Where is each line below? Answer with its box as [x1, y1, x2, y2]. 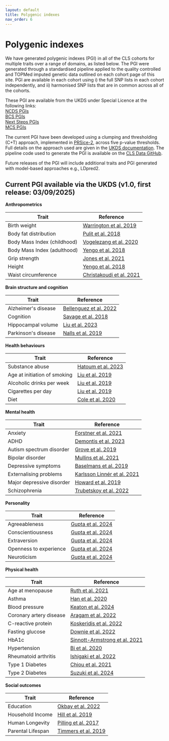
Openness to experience [8, 545, 66, 552]
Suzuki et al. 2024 [70, 669, 114, 676]
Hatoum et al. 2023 [77, 363, 124, 370]
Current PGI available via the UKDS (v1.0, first [5, 180, 151, 189]
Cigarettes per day [8, 388, 52, 395]
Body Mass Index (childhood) [8, 238, 78, 245]
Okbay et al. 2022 [57, 703, 100, 710]
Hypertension [8, 645, 40, 652]
